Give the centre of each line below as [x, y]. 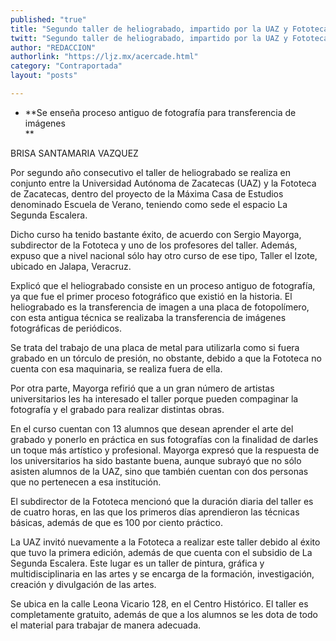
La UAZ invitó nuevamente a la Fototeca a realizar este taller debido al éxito [165, 542]
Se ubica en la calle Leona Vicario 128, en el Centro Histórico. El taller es [159, 603]
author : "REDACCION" [53, 47]
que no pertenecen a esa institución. [86, 482]
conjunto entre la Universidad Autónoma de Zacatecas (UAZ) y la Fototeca [163, 183]
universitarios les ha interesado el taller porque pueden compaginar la [154, 398]
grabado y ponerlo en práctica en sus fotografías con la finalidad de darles [164, 439]
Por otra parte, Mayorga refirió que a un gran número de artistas [142, 388]
